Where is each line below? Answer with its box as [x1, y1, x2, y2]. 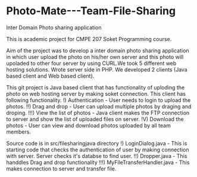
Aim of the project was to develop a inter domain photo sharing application [6, 46, 189, 54]
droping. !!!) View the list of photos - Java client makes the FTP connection [6, 109, 190, 116]
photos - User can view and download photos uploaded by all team [6, 122, 171, 129]
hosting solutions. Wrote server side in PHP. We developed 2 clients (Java [6, 66, 187, 73]
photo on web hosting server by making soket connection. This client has [6, 90, 186, 97]
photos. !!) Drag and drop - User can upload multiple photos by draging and [6, 103, 192, 110]
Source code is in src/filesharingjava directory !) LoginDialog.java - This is [6, 139, 187, 147]
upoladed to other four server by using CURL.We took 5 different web [6, 60, 177, 67]
